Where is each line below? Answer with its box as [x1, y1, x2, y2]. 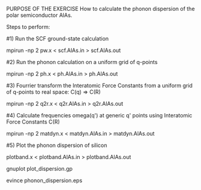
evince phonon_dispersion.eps [6, 177, 83, 184]
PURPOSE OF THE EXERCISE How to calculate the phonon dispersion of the [6, 5, 195, 12]
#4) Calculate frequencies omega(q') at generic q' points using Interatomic [6, 112, 193, 119]
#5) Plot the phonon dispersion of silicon [6, 142, 107, 149]
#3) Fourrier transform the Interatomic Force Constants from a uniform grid [6, 82, 193, 89]
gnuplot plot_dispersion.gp [6, 165, 73, 172]
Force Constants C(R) [6, 118, 60, 125]
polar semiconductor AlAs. [6, 11, 72, 19]
